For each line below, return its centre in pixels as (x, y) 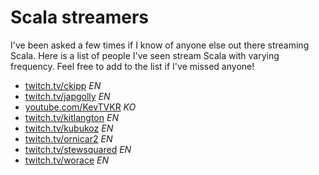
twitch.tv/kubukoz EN (69, 128)
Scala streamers (79, 17)
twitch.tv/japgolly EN (67, 96)
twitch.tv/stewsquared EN (78, 149)
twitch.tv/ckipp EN (63, 85)
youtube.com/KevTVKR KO (80, 107)
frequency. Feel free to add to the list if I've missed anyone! (132, 66)
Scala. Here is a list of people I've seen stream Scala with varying (145, 55)
